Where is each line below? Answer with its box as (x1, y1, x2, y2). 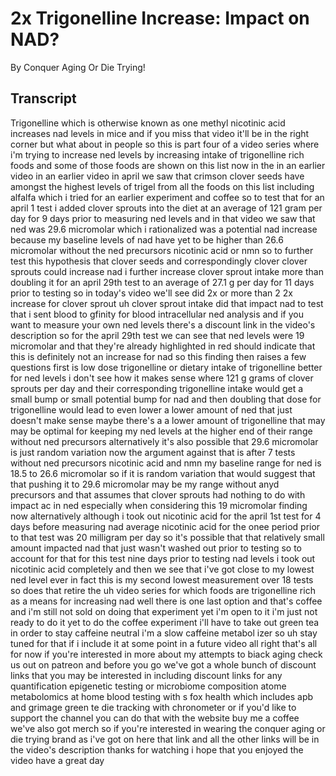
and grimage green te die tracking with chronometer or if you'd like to (10, 701, 297, 713)
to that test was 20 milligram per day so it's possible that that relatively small (10, 531, 325, 543)
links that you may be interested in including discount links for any (10, 669, 283, 681)
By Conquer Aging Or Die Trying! (10, 61, 146, 73)
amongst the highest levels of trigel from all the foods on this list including (10, 180, 315, 192)
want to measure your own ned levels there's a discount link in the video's (10, 318, 316, 331)
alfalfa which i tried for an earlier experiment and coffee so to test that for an (10, 191, 325, 203)
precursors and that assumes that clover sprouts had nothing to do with (10, 488, 306, 501)
